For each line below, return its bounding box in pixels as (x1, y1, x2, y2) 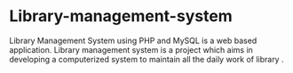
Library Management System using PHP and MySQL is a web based (9, 35, 257, 46)
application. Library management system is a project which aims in (9, 44, 253, 55)
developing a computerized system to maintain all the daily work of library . (9, 54, 284, 64)
